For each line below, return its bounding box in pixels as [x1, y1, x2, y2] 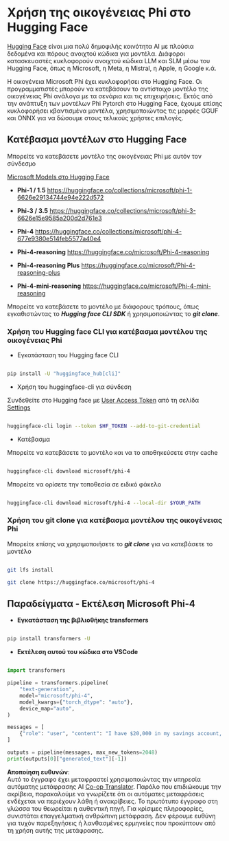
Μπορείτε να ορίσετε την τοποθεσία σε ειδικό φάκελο [7, 480, 162, 489]
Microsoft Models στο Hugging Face [7, 172, 110, 181]
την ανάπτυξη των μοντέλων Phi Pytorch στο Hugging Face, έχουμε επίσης [7, 99, 223, 107]
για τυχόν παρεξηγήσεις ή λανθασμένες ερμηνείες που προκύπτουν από [7, 819, 216, 827]
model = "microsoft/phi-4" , [19, 692, 94, 699]
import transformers [7, 667, 67, 674]
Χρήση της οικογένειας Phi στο [7, 5, 191, 21]
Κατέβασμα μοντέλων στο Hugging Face [7, 134, 187, 146]
